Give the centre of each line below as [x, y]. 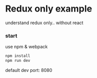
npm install [18, 56]
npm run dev [18, 61]
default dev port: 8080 [29, 70]
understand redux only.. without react [44, 23]
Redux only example [49, 9]
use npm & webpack [27, 47]
